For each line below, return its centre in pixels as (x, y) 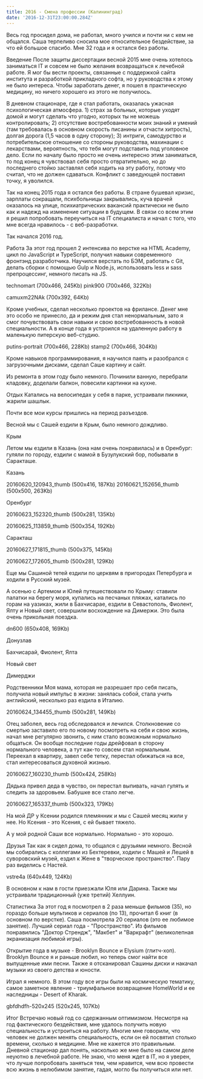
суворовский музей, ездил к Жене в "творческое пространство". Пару (98, 858)
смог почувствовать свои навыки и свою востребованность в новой (95, 322)
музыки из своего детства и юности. (54, 969)
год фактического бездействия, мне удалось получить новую (86, 1024)
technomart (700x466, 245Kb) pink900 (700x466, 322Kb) (79, 285)
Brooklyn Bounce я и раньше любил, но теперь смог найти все (87, 957)
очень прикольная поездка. (42, 617)
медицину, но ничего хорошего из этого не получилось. (79, 91)
